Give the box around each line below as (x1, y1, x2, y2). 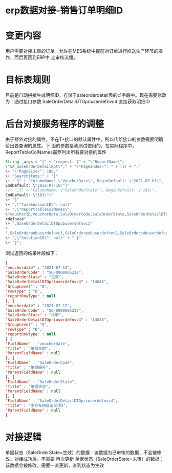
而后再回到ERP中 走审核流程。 (14, 54, 78, 60)
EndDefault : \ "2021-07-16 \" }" (5, 183, 70, 188)
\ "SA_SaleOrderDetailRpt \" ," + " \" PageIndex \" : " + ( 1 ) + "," (5, 164, 141, 169)
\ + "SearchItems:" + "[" (5, 174, 58, 179)
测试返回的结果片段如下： (5, 250, 59, 256)
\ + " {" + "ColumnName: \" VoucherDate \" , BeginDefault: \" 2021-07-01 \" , (5, 178, 164, 183)
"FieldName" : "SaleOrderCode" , (5, 360, 74, 365)
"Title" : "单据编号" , (5, 365, 51, 370)
